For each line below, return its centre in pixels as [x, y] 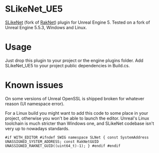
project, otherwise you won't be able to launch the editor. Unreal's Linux [77, 118]
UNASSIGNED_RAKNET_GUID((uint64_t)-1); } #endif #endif [63, 146]
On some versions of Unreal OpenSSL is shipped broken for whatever [75, 98]
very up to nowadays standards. [37, 128]
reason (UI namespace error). [35, 104]
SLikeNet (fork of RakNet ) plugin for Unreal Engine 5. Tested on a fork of [78, 22]
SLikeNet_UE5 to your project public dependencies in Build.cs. [67, 65]
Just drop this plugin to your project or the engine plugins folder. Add [74, 60]
